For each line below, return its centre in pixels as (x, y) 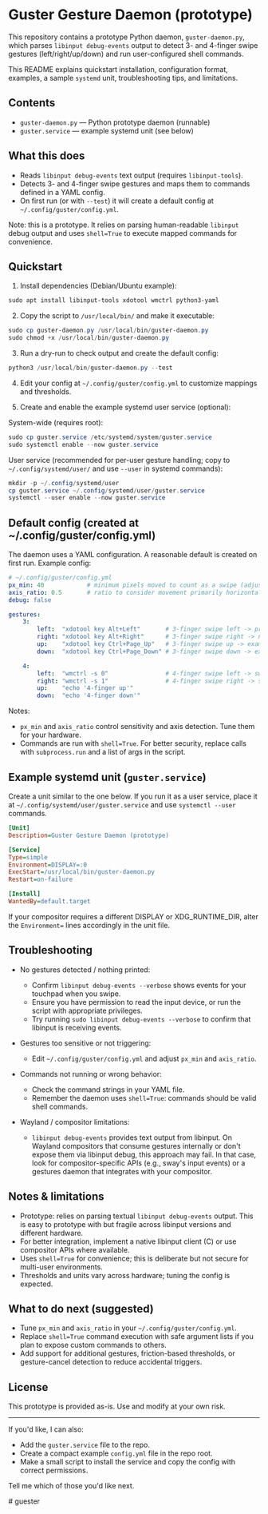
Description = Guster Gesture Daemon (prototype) (89, 835)
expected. (36, 1284)
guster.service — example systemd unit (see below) (106, 130)
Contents (32, 103)
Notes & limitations (57, 1197)
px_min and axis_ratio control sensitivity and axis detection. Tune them (137, 727)
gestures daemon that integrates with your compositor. (122, 1171)
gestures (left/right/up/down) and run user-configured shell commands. (126, 54)
